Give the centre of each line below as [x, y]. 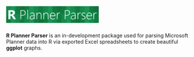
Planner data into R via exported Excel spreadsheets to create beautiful [92, 41]
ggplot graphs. [24, 48]
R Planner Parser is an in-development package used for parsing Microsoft [97, 35]
